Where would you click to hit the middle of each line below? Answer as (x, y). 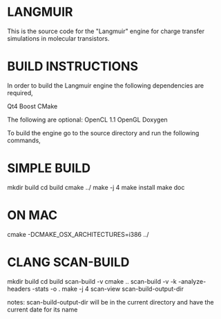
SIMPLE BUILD (49, 168)
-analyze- (192, 281)
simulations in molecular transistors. (58, 38)
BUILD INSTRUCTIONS (73, 67)
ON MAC (32, 215)
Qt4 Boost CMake (32, 106)
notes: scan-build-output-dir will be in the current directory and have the (110, 302)
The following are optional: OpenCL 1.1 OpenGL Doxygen (87, 119)
